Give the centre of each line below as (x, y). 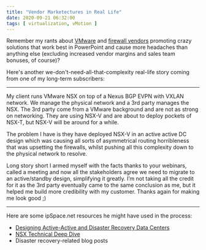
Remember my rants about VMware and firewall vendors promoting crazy (99, 41)
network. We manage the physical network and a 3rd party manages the (98, 103)
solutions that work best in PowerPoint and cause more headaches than (97, 47)
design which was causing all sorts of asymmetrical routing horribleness (98, 141)
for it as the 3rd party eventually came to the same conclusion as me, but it (101, 185)
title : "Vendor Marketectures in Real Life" (64, 12)
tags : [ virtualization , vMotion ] (52, 23)
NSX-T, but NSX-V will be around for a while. (63, 123)
